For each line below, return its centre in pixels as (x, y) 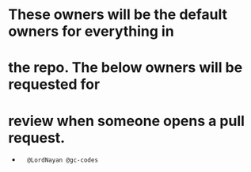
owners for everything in (91, 31)
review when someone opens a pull (127, 121)
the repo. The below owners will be (125, 68)
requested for (54, 84)
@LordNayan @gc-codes (63, 160)
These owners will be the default (118, 15)
